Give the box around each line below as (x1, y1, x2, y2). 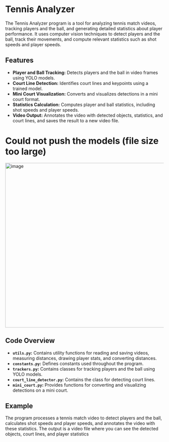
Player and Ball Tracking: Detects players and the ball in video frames (12, 69, 158, 75)
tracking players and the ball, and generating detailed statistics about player (5, 25, 162, 31)
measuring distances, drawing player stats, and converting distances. (12, 355, 157, 361)
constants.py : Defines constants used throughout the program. (12, 361, 144, 367)
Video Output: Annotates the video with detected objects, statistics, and (12, 112, 163, 118)
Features (5, 56, 34, 65)
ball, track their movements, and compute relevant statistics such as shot (5, 36, 157, 42)
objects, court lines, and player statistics (5, 431, 89, 437)
